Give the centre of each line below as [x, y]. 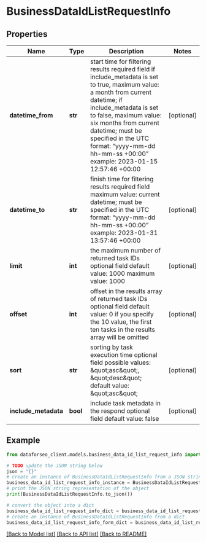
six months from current [124, 123]
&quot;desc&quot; [116, 378]
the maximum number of [125, 250]
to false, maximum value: [126, 115]
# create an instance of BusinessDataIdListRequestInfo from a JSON [96, 477]
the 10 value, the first [121, 322]
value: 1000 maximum [122, 273]
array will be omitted [119, 337]
